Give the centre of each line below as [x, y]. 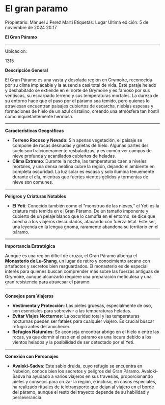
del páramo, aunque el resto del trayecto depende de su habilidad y [81, 392]
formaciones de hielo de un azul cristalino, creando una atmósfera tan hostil [82, 111]
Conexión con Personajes [32, 356]
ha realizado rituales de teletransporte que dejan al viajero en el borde [83, 387]
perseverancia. [27, 397]
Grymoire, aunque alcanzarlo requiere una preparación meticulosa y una [79, 276]
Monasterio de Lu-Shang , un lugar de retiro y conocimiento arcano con [78, 261]
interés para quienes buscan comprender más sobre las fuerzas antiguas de [82, 271]
